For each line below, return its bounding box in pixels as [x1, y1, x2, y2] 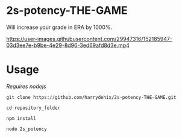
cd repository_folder [6, 105, 61, 111]
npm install [6, 115, 36, 121]
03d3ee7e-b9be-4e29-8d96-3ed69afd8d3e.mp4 [6, 42, 130, 49]
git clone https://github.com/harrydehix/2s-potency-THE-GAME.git [6, 94, 177, 100]
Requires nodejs [6, 83, 46, 90]
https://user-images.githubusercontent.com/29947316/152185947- [6, 35, 173, 42]
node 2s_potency [6, 126, 47, 132]
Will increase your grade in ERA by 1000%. [6, 24, 113, 31]
